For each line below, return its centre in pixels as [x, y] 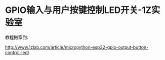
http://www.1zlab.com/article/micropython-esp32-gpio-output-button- [77, 47]
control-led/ [17, 52]
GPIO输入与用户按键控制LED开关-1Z [78, 10]
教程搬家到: [17, 37]
